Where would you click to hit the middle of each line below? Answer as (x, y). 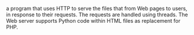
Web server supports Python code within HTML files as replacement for (93, 21)
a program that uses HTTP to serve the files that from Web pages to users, (97, 8)
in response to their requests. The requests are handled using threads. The (97, 15)
